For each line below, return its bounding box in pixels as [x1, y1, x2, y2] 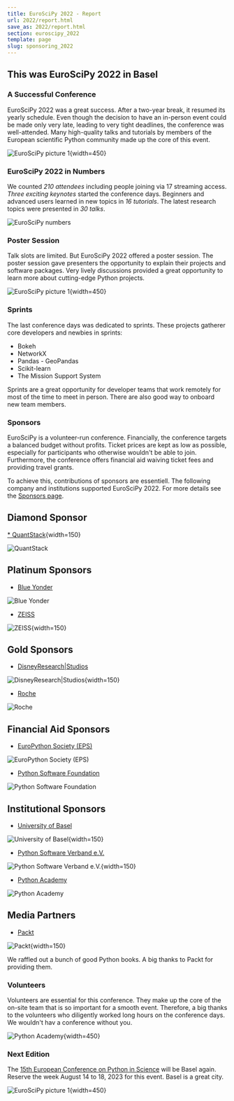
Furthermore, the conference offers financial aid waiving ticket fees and [7, 456, 214, 464]
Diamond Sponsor [7, 512, 87, 524]
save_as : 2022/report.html [7, 23, 86, 30]
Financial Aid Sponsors [7, 723, 110, 735]
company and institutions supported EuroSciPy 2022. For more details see [7, 484, 221, 492]
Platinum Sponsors [7, 564, 92, 576]
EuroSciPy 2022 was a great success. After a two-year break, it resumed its [7, 106, 226, 114]
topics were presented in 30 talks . [7, 204, 105, 213]
